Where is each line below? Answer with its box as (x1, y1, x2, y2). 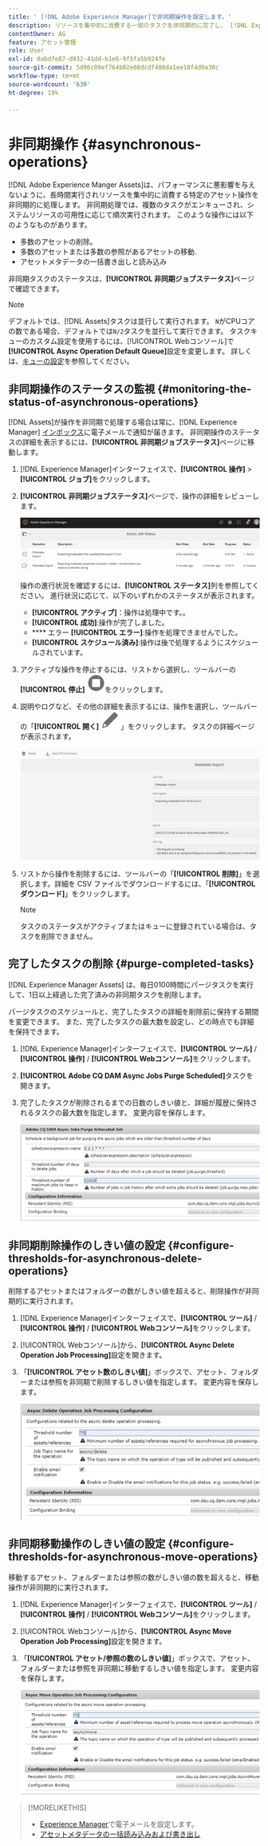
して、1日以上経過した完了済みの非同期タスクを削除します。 (8, 990, 206, 999)
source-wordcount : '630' (8, 80, 91, 88)
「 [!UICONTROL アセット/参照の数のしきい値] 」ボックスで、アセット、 (19, 1653, 255, 1663)
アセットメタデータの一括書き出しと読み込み (19, 257, 167, 267)
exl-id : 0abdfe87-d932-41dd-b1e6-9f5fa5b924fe (8, 55, 166, 63)
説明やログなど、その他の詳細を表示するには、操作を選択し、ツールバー (19, 701, 258, 711)
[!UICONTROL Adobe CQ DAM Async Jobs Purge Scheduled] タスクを (19, 1071, 254, 1080)
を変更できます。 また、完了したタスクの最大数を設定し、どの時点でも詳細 (8, 1016, 254, 1027)
